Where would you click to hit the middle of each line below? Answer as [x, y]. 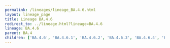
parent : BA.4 [19, 33]
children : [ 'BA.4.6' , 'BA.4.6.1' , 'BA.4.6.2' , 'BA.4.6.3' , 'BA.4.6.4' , [82, 38]
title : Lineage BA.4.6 [29, 19]
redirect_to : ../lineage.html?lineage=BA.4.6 [54, 24]
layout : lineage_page [28, 14]
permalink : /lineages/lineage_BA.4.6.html [50, 10]
